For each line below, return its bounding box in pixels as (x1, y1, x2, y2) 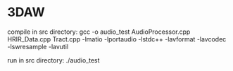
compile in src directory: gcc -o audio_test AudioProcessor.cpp (7, 27, 191, 36)
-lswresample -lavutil (7, 42, 69, 51)
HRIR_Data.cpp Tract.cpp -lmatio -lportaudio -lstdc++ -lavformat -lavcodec (7, 34, 227, 43)
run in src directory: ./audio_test (7, 56, 100, 64)
